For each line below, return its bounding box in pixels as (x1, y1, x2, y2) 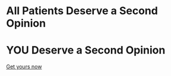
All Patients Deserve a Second (6, 4, 159, 18)
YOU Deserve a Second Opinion (6, 44, 166, 57)
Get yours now (6, 63, 42, 70)
